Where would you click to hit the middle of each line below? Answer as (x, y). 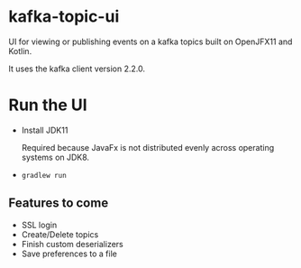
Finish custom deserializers (72, 244)
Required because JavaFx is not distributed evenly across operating (148, 147)
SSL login (39, 225)
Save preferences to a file (69, 254)
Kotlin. (20, 51)
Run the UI (48, 105)
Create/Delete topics (60, 234)
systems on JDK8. (55, 157)
